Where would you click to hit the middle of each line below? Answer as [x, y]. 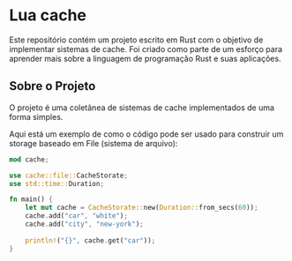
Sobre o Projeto [52, 86]
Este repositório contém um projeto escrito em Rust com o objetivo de [136, 40]
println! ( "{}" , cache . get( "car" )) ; [90, 240]
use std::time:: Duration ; [56, 183]
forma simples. [36, 116]
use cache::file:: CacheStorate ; [68, 175]
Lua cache [48, 15]
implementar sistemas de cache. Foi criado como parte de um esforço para [146, 48]
